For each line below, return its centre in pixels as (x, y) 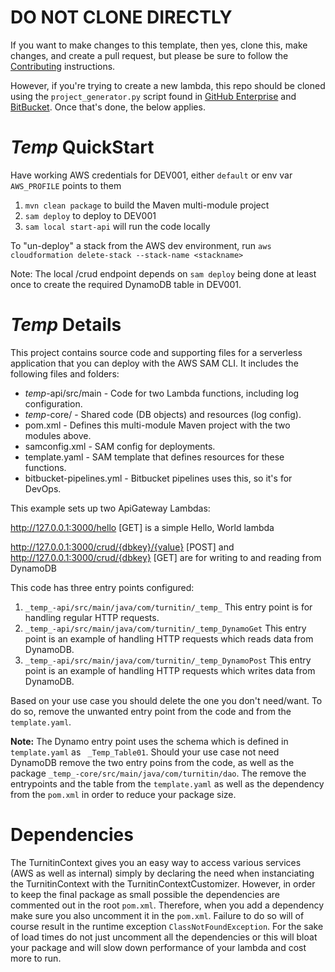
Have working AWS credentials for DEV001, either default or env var (151, 175)
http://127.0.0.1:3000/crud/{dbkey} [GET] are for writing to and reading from (166, 557)
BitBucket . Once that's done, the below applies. (108, 107)
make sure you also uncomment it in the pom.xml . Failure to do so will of (157, 915)
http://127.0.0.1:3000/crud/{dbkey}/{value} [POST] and (122, 547)
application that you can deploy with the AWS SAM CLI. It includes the (154, 363)
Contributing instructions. (63, 66)
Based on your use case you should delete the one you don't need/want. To (166, 700)
